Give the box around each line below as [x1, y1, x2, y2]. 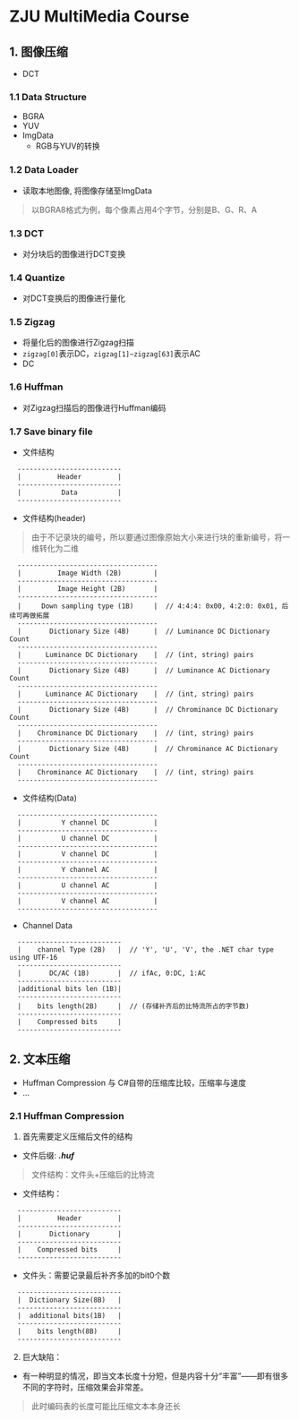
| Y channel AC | [17, 866, 158, 875]
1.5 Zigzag [9, 316, 56, 329]
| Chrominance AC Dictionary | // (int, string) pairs [17, 768, 254, 777]
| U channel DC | [17, 834, 158, 843]
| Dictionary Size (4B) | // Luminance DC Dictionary [17, 627, 270, 637]
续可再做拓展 [9, 612, 50, 620]
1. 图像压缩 [9, 44, 69, 59]
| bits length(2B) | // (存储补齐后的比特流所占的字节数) [17, 1002, 250, 1011]
